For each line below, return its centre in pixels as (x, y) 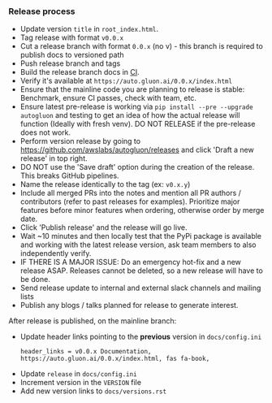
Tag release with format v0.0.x (72, 37)
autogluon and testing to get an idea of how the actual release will (130, 115)
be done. (35, 279)
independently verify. (56, 253)
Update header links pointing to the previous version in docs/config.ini (141, 337)
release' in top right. (54, 158)
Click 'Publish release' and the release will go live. (104, 227)
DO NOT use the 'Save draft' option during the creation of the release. (137, 167)
